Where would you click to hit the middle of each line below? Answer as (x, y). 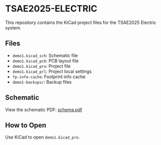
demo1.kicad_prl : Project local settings (52, 71)
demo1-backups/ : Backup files (42, 82)
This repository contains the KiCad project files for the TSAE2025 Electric (81, 22)
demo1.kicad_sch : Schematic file (45, 55)
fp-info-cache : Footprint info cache (49, 76)
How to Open (26, 125)
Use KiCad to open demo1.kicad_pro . (43, 137)
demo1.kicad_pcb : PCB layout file (45, 61)
